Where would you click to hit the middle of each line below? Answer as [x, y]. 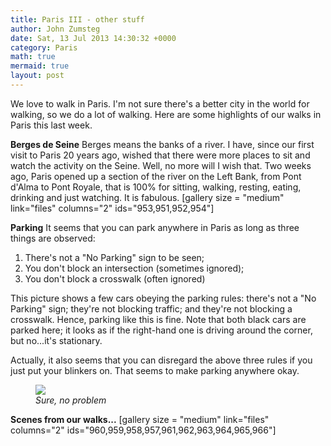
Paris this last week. [51, 125]
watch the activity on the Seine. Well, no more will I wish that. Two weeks [161, 165]
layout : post [37, 76]
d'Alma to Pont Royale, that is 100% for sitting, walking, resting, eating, [156, 187]
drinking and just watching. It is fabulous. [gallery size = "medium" [147, 197]
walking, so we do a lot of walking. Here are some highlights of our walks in [166, 114]
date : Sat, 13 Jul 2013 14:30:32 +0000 [93, 38]
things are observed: [53, 238]
